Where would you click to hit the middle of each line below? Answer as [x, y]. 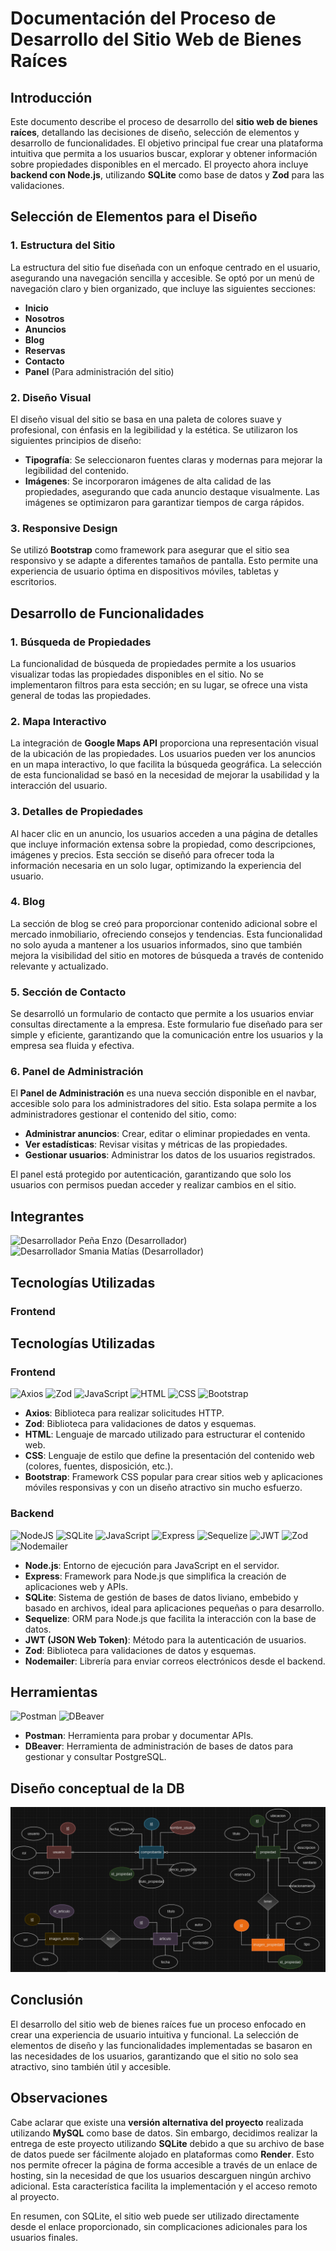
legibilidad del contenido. [77, 470]
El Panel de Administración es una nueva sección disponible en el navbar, [163, 1093]
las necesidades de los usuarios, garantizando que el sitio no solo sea [154, 2056]
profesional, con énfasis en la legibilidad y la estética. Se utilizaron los [154, 429]
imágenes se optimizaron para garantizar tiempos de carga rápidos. [164, 502]
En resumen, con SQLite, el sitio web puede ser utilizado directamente [155, 2216]
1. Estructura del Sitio [63, 245]
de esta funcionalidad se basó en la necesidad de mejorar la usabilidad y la [165, 775]
